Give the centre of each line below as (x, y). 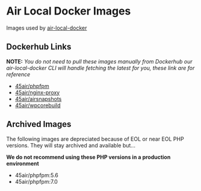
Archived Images (39, 124)
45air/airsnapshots (38, 99)
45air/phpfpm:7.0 (36, 181)
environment (23, 163)
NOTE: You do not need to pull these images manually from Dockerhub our (99, 61)
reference (18, 74)
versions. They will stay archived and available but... (71, 145)
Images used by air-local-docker (47, 28)
